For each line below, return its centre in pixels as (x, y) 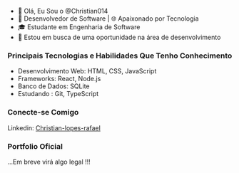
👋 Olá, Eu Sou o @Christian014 (63, 11)
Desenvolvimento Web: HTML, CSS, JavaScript (87, 71)
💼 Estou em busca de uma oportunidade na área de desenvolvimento (119, 37)
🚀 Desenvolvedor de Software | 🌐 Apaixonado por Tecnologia (108, 19)
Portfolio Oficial (35, 146)
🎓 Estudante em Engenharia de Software (79, 27)
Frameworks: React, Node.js (59, 79)
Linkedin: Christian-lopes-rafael (54, 127)
